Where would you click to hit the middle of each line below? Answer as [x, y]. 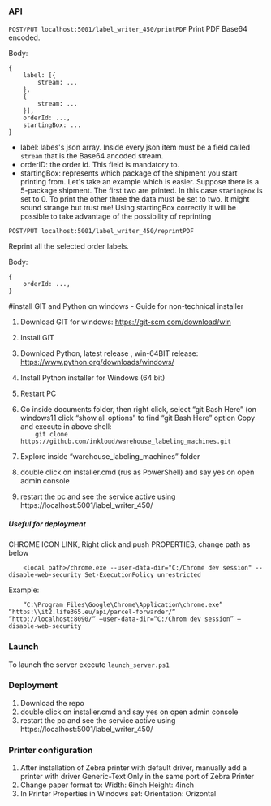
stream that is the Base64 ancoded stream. [92, 156]
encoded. [24, 37]
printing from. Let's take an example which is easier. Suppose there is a [140, 182]
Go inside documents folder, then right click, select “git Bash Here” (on [138, 409]
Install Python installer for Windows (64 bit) [92, 378]
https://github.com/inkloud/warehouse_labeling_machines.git [126, 442]
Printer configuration [51, 750]
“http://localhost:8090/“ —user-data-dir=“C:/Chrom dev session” [121, 619]
